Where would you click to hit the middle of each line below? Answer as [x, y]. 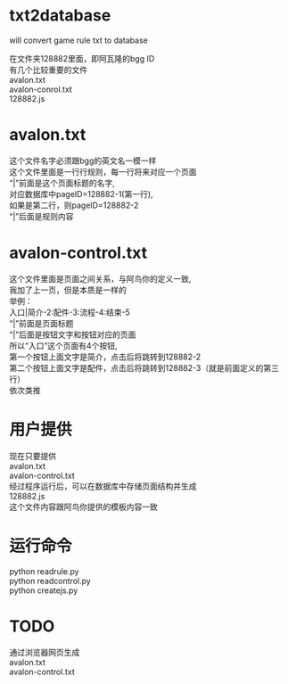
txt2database [60, 16]
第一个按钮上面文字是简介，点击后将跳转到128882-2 [105, 357]
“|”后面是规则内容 [41, 216]
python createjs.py [44, 590]
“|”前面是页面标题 [41, 323]
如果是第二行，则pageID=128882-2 [74, 205]
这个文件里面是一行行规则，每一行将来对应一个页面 [103, 171]
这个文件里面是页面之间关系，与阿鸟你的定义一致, [100, 278]
